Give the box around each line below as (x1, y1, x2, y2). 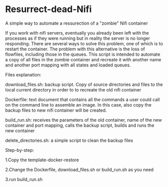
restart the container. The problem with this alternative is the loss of (5, 46, 145, 52)
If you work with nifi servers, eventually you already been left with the (5, 30, 149, 36)
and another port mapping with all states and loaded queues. (5, 62, 131, 68)
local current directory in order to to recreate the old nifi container (5, 86, 141, 92)
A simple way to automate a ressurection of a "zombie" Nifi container (5, 20, 148, 26)
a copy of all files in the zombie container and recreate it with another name (5, 56, 161, 62)
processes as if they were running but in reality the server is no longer (5, 35, 150, 41)
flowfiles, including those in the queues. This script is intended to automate (5, 51, 160, 57)
